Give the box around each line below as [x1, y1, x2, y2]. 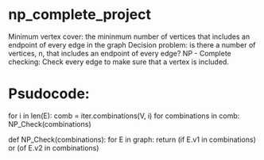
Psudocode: [8, 85, 90, 103]
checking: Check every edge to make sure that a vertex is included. [8, 57, 229, 67]
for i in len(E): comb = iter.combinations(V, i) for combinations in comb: [8, 111, 240, 120]
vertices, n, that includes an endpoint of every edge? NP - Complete [8, 48, 232, 58]
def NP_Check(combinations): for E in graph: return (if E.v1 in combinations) [8, 135, 256, 144]
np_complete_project [8, 6, 151, 24]
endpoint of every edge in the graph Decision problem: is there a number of [8, 40, 256, 49]
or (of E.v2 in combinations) [8, 143, 99, 152]
